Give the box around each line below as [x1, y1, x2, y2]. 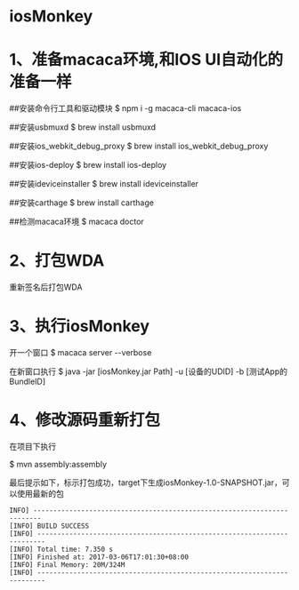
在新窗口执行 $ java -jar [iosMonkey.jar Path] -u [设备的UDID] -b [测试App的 [9, 366, 287, 377]
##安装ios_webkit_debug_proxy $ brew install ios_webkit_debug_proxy [9, 140, 269, 152]
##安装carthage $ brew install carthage [9, 197, 154, 208]
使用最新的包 [16, 488, 64, 498]
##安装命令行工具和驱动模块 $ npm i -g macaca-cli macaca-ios [9, 103, 242, 114]
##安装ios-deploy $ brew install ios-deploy [9, 160, 167, 171]
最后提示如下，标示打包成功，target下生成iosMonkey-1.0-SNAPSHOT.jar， [9, 477, 282, 488]
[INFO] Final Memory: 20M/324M [9, 560, 125, 570]
